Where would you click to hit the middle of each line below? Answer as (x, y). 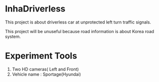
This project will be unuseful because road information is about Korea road (79, 31)
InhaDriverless (35, 9)
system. (13, 36)
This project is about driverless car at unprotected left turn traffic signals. (78, 22)
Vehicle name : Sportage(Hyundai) (47, 74)
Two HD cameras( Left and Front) (45, 69)
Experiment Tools (41, 56)
